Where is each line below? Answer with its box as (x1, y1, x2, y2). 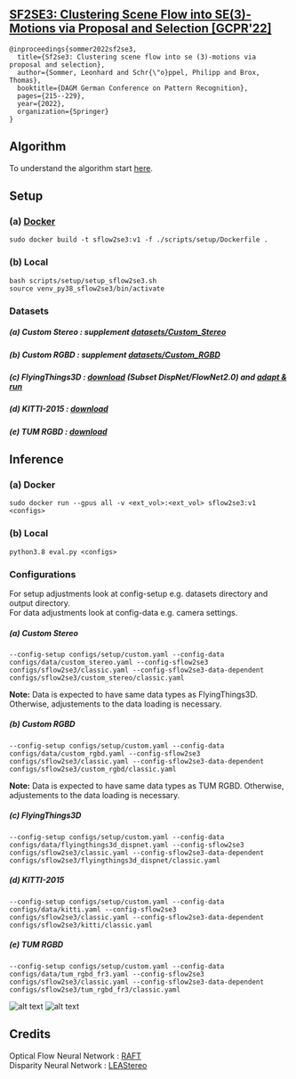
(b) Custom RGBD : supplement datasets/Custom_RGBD (9, 349, 220, 360)
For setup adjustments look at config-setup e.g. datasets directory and (9, 588, 268, 599)
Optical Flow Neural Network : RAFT (9, 1050, 142, 1061)
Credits (9, 1026, 52, 1042)
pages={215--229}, (17, 91, 86, 101)
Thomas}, (9, 76, 42, 85)
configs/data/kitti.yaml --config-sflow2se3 (9, 904, 177, 914)
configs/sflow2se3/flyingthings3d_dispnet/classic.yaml (9, 855, 220, 865)
